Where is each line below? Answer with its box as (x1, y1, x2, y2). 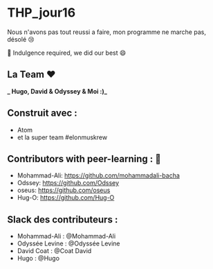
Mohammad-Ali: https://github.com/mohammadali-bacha (17, 171, 180, 180)
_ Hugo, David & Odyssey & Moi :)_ (7, 87, 107, 95)
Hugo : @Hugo (17, 254, 60, 263)
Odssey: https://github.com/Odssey (17, 179, 120, 187)
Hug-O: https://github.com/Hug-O (17, 193, 115, 202)
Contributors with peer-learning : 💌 (7, 153, 161, 164)
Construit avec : (7, 107, 77, 119)
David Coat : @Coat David (17, 247, 92, 255)
